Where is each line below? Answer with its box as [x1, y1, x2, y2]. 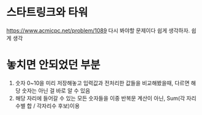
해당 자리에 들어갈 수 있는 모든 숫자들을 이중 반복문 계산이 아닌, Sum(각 [15, 94, 185, 102]
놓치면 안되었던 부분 [6, 58, 101, 72]
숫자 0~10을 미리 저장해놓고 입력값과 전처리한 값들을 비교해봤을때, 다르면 [15, 79, 190, 86]
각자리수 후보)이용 [36, 102, 80, 110]
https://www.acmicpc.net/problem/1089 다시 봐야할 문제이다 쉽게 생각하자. [6, 27, 190, 34]
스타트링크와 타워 [6, 5, 88, 19]
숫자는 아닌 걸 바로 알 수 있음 [21, 86, 91, 94]
